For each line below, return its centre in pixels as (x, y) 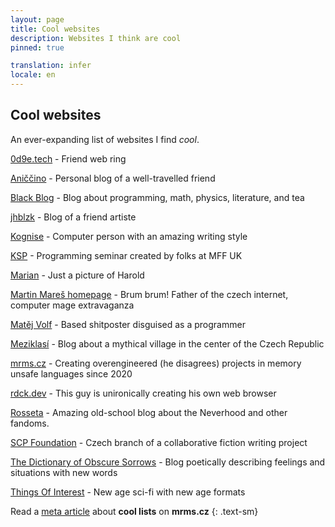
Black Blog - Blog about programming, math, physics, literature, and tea (157, 197)
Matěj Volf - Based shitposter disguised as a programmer (128, 324)
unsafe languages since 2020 (71, 373)
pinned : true (37, 47)
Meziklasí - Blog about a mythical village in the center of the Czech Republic (167, 343)
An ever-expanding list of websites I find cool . (105, 139)
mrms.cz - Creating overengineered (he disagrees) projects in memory (156, 363)
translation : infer (51, 66)
